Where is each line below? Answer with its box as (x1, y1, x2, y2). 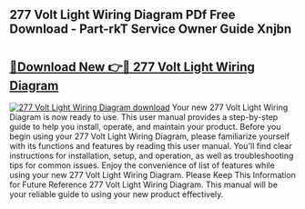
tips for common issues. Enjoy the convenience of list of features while (9, 160, 275, 171)
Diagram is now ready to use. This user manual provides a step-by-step (9, 112, 279, 122)
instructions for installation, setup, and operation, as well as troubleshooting (9, 150, 294, 161)
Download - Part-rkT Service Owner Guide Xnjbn (9, 22, 292, 37)
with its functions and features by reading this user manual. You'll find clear (9, 141, 293, 151)
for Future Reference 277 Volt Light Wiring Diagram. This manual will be (9, 179, 278, 190)
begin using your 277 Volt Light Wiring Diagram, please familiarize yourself (9, 131, 290, 142)
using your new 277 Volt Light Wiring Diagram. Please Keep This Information (9, 170, 296, 180)
